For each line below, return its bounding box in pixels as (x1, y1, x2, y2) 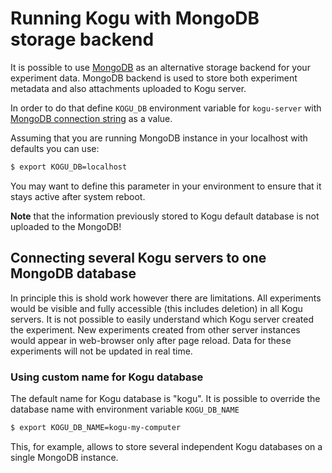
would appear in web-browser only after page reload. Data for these (10, 334, 292, 346)
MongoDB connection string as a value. (10, 112, 173, 124)
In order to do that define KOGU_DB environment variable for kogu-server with (10, 102, 322, 114)
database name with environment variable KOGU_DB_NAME (10, 403, 240, 415)
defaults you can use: (10, 142, 100, 154)
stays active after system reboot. (10, 190, 146, 202)
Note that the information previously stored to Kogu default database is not (10, 210, 320, 222)
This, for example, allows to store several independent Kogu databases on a (10, 440, 323, 452)
